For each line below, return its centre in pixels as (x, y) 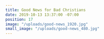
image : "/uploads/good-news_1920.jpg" (47, 24)
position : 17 (19, 19)
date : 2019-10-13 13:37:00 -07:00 (42, 15)
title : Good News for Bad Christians (46, 10)
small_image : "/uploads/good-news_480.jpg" (53, 29)
